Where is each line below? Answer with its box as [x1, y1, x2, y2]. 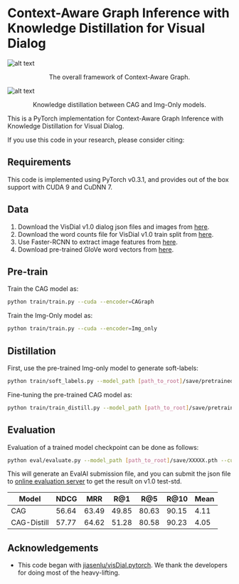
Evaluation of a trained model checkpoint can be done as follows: [7, 443, 199, 451]
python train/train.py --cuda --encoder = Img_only [7, 325, 158, 332]
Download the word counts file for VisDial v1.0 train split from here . [17, 230, 214, 238]
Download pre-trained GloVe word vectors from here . [17, 245, 174, 254]
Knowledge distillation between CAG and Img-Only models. [33, 100, 206, 108]
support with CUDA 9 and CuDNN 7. [7, 183, 112, 191]
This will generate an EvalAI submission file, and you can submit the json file [7, 469, 231, 478]
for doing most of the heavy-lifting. [17, 568, 120, 577]
